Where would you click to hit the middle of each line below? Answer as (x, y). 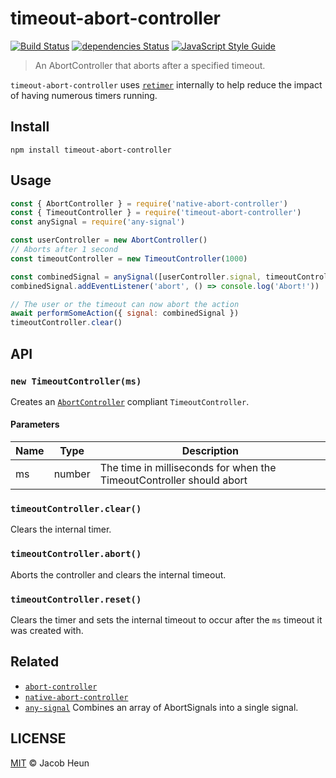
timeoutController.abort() (76, 554)
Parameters (35, 424)
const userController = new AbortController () (109, 240)
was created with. (47, 630)
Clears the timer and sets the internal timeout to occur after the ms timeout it (166, 619)
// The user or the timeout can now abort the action (125, 304)
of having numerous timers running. (84, 95)
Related (35, 662)
